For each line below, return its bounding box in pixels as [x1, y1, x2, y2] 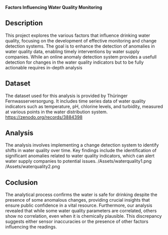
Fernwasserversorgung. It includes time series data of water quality [5, 98, 146, 104]
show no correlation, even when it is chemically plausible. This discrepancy [5, 213, 162, 219]
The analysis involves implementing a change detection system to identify [5, 142, 159, 148]
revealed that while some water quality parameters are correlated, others [5, 208, 157, 214]
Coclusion [5, 178, 38, 186]
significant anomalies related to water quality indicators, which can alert [5, 153, 155, 159]
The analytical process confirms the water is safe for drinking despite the [5, 192, 157, 198]
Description [5, 19, 43, 27]
